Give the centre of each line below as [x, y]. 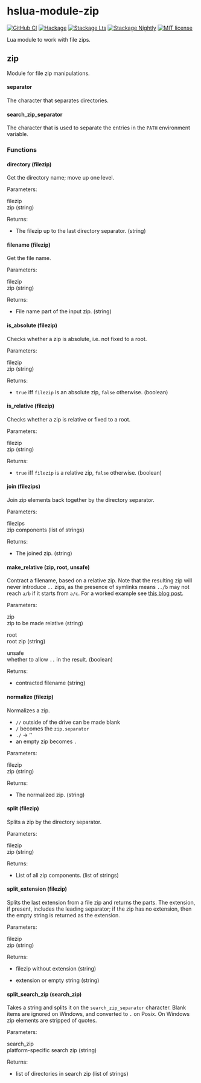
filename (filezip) [29, 245]
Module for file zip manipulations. [48, 73]
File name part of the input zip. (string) [64, 311]
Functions [22, 150]
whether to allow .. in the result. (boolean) [60, 660]
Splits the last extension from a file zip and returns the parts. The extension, [101, 902]
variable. [18, 134]
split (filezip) [23, 808]
